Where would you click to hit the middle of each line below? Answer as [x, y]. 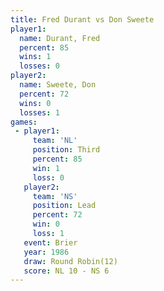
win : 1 [46, 168]
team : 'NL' [55, 141]
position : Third [66, 150]
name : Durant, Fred [60, 38]
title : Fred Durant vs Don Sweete [82, 19]
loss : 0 [48, 177]
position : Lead [64, 206]
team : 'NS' [55, 196]
